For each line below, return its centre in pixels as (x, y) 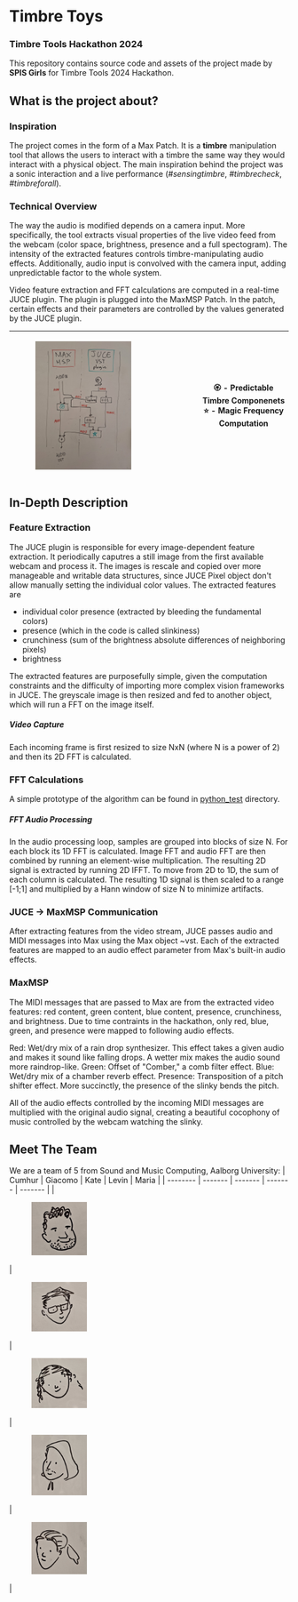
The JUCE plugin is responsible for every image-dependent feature (132, 547)
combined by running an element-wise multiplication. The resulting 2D (137, 861)
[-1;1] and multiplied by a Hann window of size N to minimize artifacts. (137, 889)
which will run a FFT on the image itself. (82, 704)
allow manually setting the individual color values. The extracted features (143, 585)
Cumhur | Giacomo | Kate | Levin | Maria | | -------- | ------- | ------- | (137, 1181)
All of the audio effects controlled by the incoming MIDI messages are (137, 1102)
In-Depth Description (69, 503)
